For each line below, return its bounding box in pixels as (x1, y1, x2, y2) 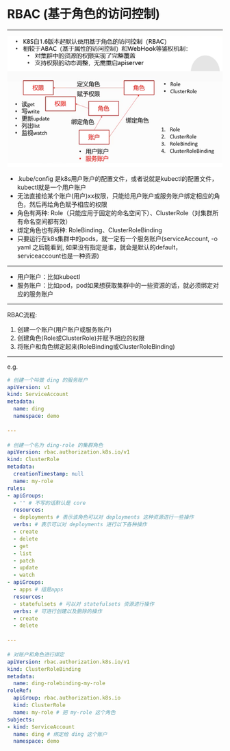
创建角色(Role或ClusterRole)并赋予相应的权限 (16, 334, 145, 342)
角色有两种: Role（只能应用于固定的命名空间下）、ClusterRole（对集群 (16, 208, 213, 217)
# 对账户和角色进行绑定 (7, 651, 65, 658)
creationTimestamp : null (13, 471, 84, 478)
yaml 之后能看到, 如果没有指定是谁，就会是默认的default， (16, 243, 182, 251)
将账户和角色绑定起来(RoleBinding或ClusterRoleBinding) (16, 342, 176, 350)
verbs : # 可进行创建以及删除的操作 (13, 608, 103, 615)
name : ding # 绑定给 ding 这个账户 (13, 730, 107, 737)
